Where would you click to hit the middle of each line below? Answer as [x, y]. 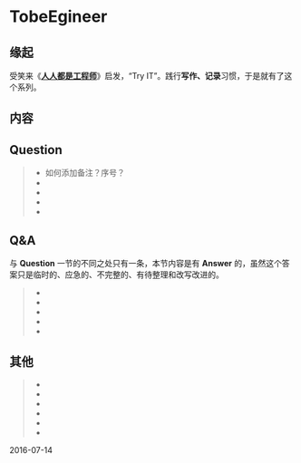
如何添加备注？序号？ [85, 173]
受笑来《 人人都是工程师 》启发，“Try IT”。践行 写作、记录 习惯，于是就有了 [147, 76]
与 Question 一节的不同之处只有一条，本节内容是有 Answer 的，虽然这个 [146, 264]
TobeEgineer [58, 17]
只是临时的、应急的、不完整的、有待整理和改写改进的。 [120, 275]
